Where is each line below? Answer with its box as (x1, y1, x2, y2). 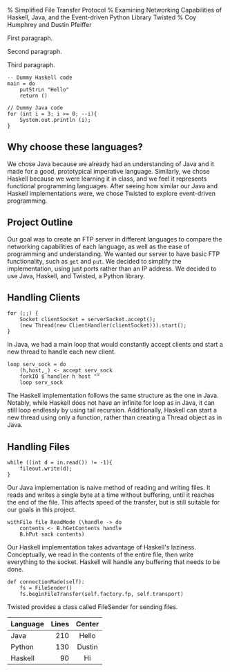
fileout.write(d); (19, 465, 73, 473)
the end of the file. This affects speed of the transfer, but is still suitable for (7, 498, 220, 507)
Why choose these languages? (7, 141, 143, 153)
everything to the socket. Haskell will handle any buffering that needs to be (7, 558, 220, 566)
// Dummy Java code (7, 105, 64, 111)
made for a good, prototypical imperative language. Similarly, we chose (7, 167, 210, 175)
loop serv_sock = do (7, 361, 67, 368)
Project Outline (7, 217, 73, 228)
